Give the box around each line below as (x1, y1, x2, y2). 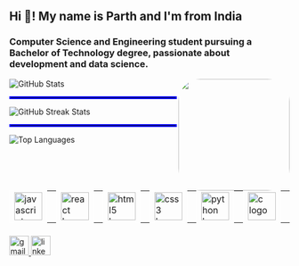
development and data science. (9, 58, 149, 71)
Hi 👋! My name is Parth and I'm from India (9, 9, 243, 24)
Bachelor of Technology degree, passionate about (9, 46, 230, 59)
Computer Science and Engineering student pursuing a (9, 36, 252, 48)
